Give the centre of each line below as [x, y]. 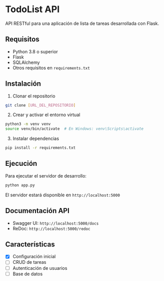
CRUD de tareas [29, 262]
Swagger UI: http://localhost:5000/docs [55, 223]
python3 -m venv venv [28, 124]
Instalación [23, 84]
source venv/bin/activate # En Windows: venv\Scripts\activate [74, 129]
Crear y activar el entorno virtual [46, 115]
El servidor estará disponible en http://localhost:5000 [63, 195]
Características [30, 244]
